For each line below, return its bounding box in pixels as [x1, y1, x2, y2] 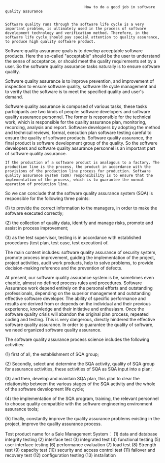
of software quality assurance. [5, 151, 67, 156]
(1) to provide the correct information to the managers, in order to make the [5, 205, 158, 211]
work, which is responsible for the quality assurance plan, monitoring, [5, 119, 147, 125]
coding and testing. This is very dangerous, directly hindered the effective [5, 317, 155, 322]
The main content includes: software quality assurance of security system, [5, 249, 157, 255]
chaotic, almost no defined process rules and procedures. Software [5, 280, 142, 286]
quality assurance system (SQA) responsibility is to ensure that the [5, 173, 153, 178]
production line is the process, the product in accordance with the [5, 165, 151, 169]
